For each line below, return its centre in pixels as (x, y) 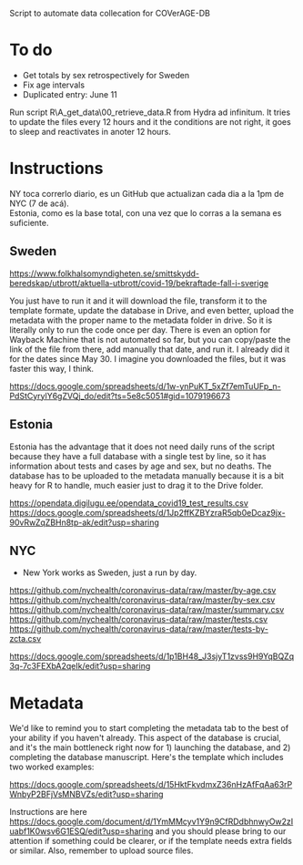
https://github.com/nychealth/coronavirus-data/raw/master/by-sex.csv (142, 600)
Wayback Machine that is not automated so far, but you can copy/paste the (150, 339)
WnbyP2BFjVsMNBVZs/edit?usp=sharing (86, 794)
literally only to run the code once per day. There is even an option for (140, 330)
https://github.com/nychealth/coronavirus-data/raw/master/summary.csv (147, 610)
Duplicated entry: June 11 (70, 94)
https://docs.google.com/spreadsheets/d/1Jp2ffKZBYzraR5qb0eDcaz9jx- (147, 512)
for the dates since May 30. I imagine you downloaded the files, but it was (148, 358)
